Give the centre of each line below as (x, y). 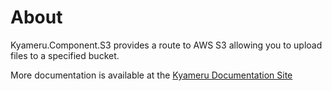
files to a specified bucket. (65, 55)
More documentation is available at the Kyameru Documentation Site (151, 75)
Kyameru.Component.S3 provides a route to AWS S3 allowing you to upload (166, 45)
